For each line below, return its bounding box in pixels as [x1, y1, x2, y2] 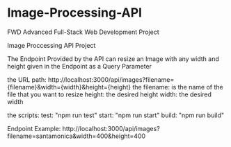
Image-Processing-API [7, 5, 143, 21]
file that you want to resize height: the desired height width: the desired [7, 90, 212, 98]
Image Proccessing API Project [7, 41, 96, 49]
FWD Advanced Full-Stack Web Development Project [7, 28, 159, 36]
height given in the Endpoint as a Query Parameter [7, 62, 152, 70]
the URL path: [7, 75, 47, 84]
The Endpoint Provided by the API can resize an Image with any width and [7, 54, 219, 63]
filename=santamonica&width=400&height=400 [7, 132, 146, 140]
